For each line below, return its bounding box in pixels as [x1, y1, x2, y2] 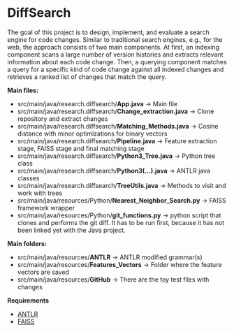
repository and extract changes [17, 114, 108, 123]
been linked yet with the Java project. [17, 226, 126, 234]
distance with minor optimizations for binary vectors [17, 129, 168, 138]
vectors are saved [17, 268, 70, 276]
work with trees [17, 189, 63, 197]
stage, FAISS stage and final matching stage [17, 144, 145, 152]
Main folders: [7, 239, 47, 247]
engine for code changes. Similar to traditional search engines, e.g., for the [7, 35, 223, 43]
